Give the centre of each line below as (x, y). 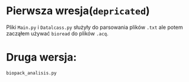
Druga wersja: (41, 58)
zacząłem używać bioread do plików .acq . (57, 33)
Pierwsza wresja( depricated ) (78, 11)
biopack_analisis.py (32, 73)
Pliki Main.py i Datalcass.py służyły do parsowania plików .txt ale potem (95, 27)
